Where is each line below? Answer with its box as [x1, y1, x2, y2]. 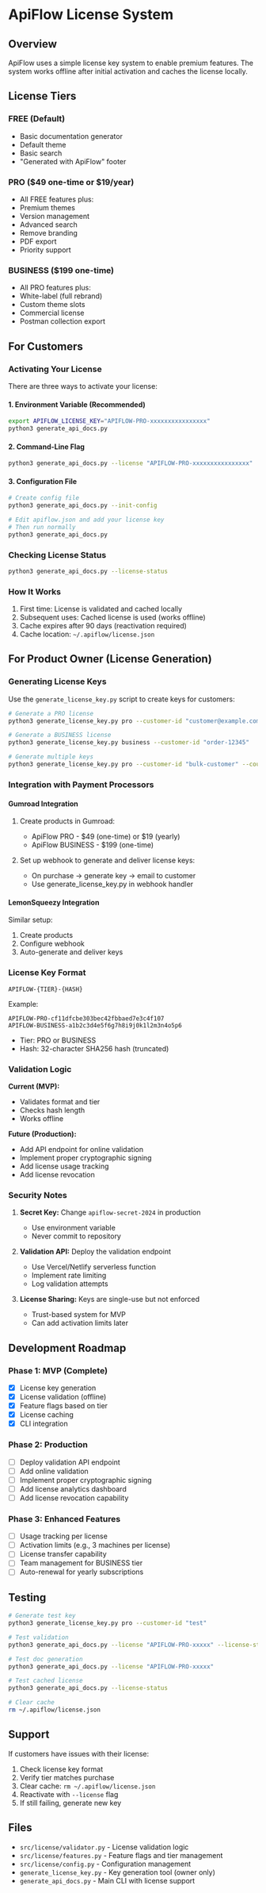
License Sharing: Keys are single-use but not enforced [19, 1295, 200, 1304]
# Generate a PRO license [8, 709, 93, 717]
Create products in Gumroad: [19, 816, 116, 826]
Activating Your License [8, 363, 102, 374]
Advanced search [19, 220, 78, 229]
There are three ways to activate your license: [8, 381, 158, 390]
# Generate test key [8, 1612, 77, 1620]
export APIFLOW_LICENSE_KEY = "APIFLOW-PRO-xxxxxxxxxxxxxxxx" [8, 417, 211, 425]
